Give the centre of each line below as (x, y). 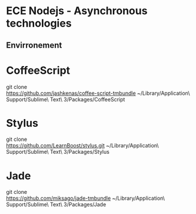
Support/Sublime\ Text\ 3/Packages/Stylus (58, 152)
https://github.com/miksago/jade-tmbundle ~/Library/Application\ (86, 198)
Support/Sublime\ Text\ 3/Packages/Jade (56, 205)
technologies (39, 23)
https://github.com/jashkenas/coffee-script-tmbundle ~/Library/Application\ (98, 93)
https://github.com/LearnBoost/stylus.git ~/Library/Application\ (82, 146)
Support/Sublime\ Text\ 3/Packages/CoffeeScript (66, 99)
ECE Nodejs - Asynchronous (77, 11)
